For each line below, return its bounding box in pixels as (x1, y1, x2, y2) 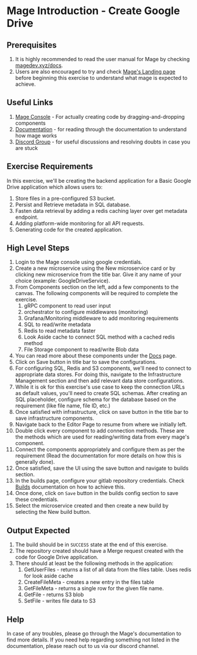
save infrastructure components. (15, 415, 94, 422)
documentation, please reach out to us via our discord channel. (6, 643, 160, 650)
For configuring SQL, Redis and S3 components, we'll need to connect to (15, 365, 192, 372)
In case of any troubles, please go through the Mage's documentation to (6, 630, 181, 637)
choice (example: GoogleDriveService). (15, 278, 110, 285)
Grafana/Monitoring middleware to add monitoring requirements (23, 315, 179, 322)
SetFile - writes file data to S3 (23, 597, 96, 604)
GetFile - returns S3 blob (23, 591, 84, 598)
